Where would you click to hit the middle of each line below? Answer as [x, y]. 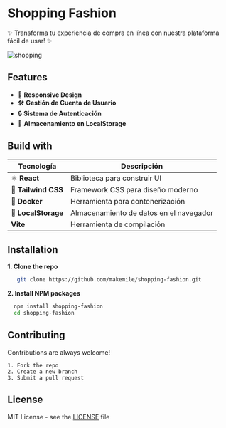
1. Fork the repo [33, 365]
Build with [30, 146]
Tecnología [37, 166]
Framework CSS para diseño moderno [134, 189]
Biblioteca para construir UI [116, 178]
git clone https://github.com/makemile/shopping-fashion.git [109, 280]
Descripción [142, 166]
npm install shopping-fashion [58, 307]
